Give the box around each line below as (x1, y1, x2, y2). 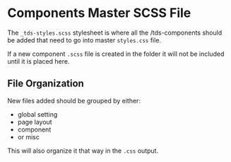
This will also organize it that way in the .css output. (7, 146, 159, 155)
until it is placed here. (7, 57, 70, 65)
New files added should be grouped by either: (7, 96, 141, 105)
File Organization (7, 78, 85, 90)
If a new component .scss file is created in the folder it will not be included (7, 50, 225, 58)
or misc (17, 132, 40, 141)
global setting (17, 110, 58, 118)
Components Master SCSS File (7, 5, 191, 21)
